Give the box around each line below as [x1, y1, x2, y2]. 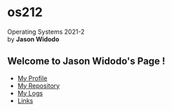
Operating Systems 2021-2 [7, 27, 85, 36]
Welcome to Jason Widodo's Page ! [7, 55, 166, 67]
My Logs [17, 89, 44, 97]
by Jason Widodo [7, 34, 60, 43]
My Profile [17, 74, 48, 82]
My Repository [17, 81, 60, 90]
